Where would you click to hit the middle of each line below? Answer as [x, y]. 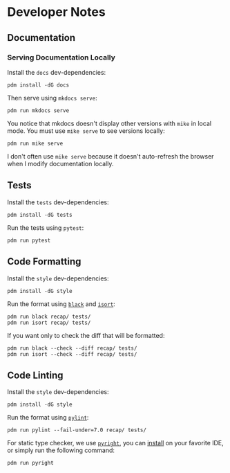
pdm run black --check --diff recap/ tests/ [72, 348]
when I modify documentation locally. [60, 163]
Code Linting [35, 375]
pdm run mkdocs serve [38, 110]
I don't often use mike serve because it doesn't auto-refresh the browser [111, 156]
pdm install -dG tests [40, 215]
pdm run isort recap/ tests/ [49, 323]
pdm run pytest [29, 240]
